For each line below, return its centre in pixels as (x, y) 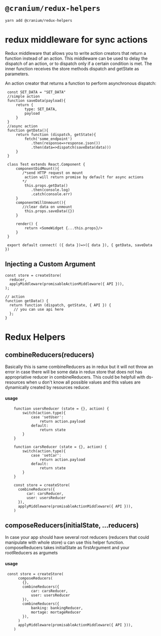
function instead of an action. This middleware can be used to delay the (76, 58)
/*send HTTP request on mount (53, 173)
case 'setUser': (47, 417)
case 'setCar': (46, 455)
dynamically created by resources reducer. (48, 387)
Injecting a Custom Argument (50, 264)
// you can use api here (39, 309)
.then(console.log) (50, 190)
